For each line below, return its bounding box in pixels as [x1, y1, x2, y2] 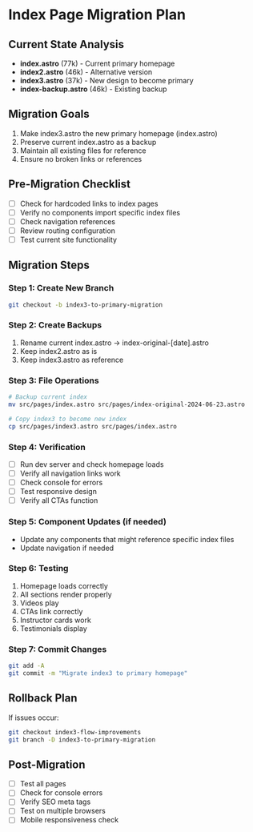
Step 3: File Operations [8, 375, 99, 386]
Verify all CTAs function [19, 496, 98, 505]
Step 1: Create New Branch [8, 283, 114, 294]
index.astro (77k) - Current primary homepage [19, 58, 175, 68]
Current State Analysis [8, 38, 125, 51]
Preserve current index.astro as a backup [19, 137, 157, 147]
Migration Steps [8, 259, 90, 272]
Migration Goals [8, 107, 90, 121]
